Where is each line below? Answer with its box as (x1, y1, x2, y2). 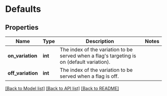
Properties (5, 23, 39, 32)
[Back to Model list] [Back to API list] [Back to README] (5, 86, 119, 91)
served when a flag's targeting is (59, 52, 137, 59)
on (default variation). (59, 58, 110, 65)
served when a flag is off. (59, 73, 119, 80)
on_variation (7, 52, 38, 59)
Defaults (5, 3, 41, 15)
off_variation (7, 70, 38, 76)
